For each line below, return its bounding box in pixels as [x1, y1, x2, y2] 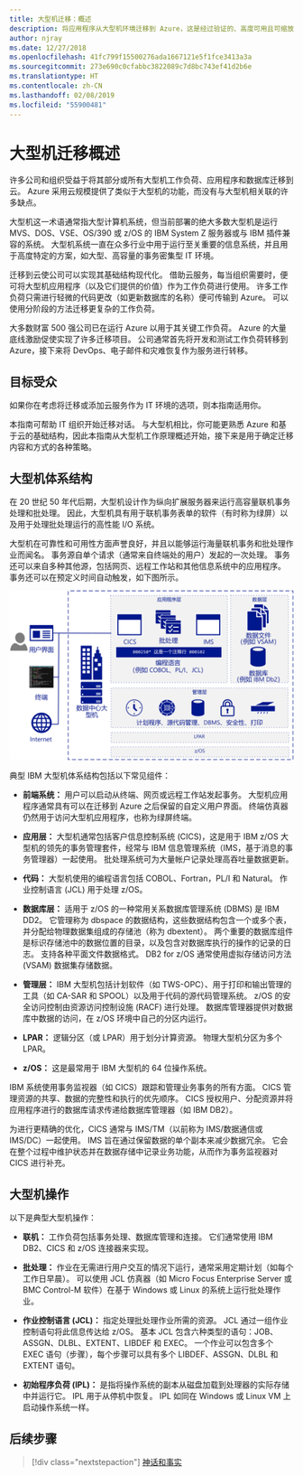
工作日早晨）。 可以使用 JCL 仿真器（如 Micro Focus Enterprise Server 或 [22, 1274, 293, 1284]
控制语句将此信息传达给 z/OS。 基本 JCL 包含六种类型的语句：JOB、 [22, 1326, 278, 1337]
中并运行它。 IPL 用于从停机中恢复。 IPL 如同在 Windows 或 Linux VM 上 [22, 1391, 291, 1402]
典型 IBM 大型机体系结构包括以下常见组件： [9, 771, 171, 781]
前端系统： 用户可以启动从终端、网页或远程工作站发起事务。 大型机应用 [22, 789, 289, 800]
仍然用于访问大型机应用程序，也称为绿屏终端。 [22, 812, 197, 823]
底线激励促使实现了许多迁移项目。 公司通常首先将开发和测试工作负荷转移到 [9, 334, 289, 345]
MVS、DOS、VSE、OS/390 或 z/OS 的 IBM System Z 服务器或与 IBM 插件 [9, 228, 282, 238]
